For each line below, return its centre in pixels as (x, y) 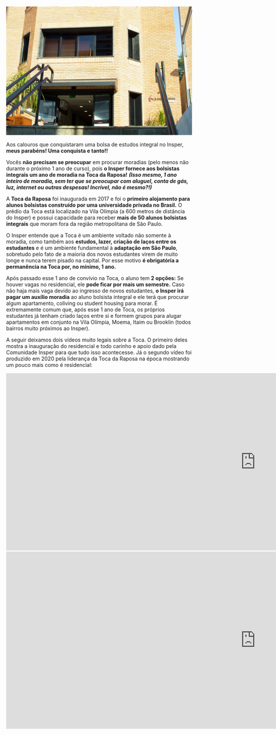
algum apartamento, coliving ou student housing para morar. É (82, 303)
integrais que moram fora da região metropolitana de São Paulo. (85, 224)
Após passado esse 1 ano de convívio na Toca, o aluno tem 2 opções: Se (95, 278)
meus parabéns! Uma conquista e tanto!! (57, 151)
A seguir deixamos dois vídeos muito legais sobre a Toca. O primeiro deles (97, 340)
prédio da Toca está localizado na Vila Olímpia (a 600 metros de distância (96, 212)
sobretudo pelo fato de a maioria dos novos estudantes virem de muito (92, 254)
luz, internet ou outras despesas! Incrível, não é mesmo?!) (79, 187)
